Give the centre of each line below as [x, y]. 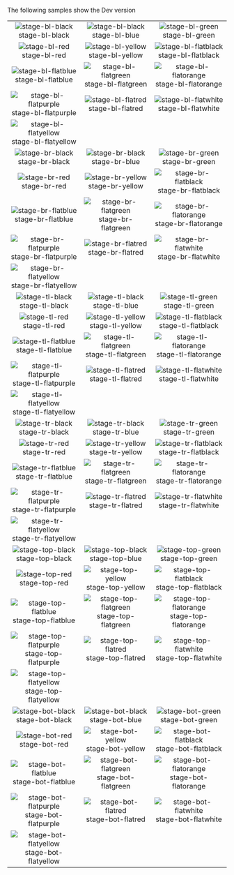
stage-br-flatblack [189, 190]
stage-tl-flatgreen [116, 354]
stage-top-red [44, 583]
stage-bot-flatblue [44, 782]
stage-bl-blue [116, 35]
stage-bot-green [189, 720]
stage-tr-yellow [116, 452]
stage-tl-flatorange [189, 354]
